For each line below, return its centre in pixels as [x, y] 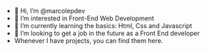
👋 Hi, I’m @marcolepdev [50, 11]
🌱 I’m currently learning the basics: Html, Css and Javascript [103, 26]
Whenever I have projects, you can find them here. [89, 41]
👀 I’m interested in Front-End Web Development [84, 18]
